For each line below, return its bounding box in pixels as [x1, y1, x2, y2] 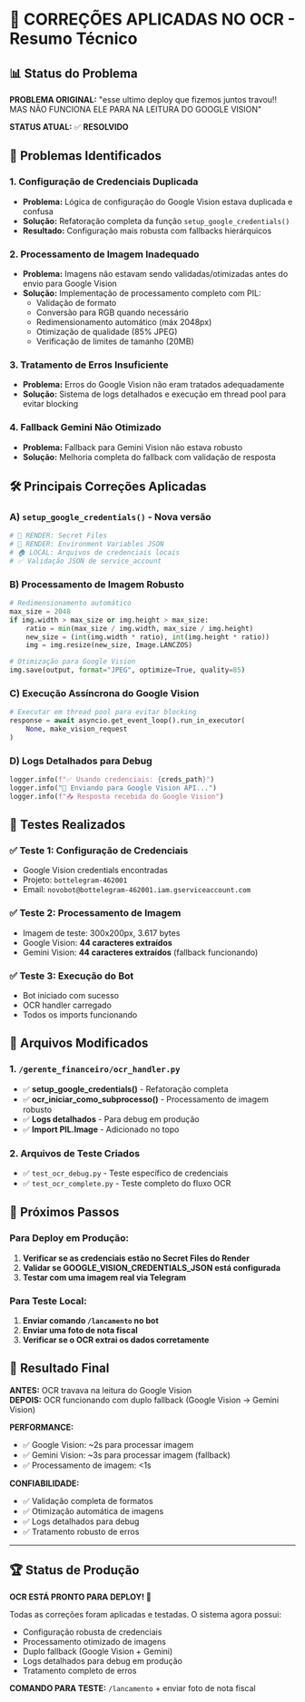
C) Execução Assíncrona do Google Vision [9, 686, 200, 699]
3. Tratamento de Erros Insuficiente [9, 359, 169, 371]
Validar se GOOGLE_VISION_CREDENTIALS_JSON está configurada [22, 1262, 281, 1273]
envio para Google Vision [22, 278, 118, 289]
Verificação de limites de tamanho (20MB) [35, 336, 195, 347]
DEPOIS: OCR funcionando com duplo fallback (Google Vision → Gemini [9, 1394, 280, 1405]
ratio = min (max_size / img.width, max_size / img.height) [25, 624, 254, 633]
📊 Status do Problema [9, 65, 138, 81]
